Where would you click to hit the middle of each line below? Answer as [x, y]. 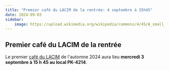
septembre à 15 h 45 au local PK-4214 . [46, 62]
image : [21, 24]
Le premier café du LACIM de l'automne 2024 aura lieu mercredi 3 [75, 57]
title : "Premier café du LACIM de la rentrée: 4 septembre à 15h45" [79, 10]
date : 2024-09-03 [24, 15]
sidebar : [14, 19]
